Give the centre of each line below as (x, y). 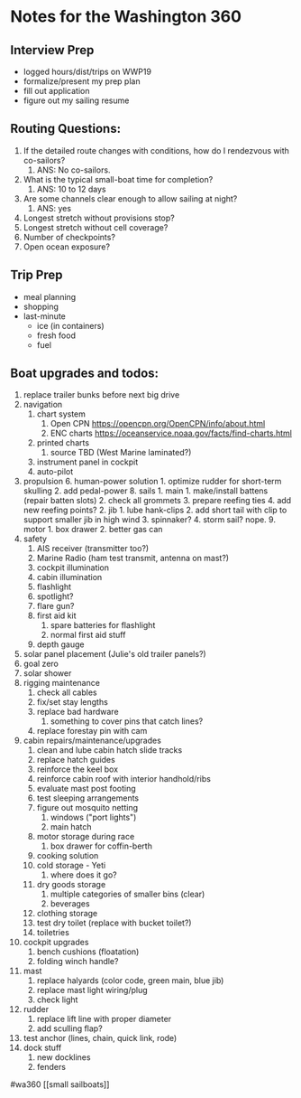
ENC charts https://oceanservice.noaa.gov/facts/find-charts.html (171, 433)
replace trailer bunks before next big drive (101, 395)
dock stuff (42, 1048)
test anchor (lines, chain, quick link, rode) (100, 1038)
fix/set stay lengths (73, 702)
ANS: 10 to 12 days (71, 189)
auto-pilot (55, 472)
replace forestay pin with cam (92, 731)
